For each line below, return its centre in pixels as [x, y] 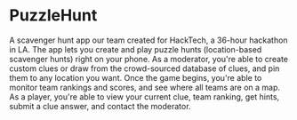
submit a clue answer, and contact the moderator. [100, 106]
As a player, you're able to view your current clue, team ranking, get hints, [144, 96]
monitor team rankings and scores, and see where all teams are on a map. [145, 87]
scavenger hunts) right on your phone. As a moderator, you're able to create [149, 59]
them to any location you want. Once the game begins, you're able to [136, 77]
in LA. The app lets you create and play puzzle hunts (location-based [136, 49]
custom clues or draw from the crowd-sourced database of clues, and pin [144, 68]
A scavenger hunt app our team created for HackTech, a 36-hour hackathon [148, 40]
